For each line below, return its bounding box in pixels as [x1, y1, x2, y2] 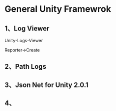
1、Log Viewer [4, 24, 50, 32]
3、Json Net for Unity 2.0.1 [4, 81, 89, 89]
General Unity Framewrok [4, 3, 112, 15]
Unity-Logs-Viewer [4, 38, 43, 43]
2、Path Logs [4, 62, 47, 71]
